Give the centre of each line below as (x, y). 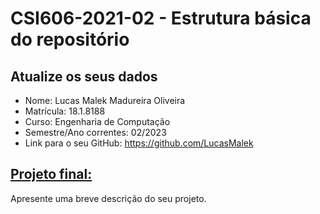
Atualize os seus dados (84, 76)
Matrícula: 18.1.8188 (65, 111)
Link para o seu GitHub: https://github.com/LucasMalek (139, 143)
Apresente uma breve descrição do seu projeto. (108, 198)
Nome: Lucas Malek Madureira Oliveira (105, 100)
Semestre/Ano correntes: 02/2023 (95, 132)
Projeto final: (51, 174)
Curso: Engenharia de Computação (97, 121)
